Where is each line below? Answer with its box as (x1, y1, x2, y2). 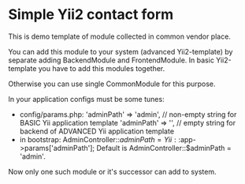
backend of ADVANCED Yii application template (19, 126, 175, 136)
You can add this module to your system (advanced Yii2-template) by (8, 47, 233, 56)
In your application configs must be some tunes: (8, 94, 165, 103)
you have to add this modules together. (38, 63, 165, 73)
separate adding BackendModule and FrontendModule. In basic (8, 55, 215, 65)
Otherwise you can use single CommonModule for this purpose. (8, 79, 216, 88)
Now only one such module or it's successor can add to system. (8, 167, 217, 176)
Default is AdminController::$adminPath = (96, 143, 232, 152)
